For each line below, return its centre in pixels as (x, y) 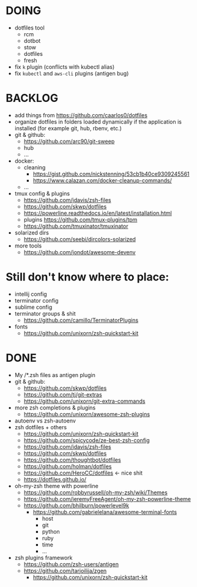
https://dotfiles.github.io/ (55, 479)
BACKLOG (32, 98)
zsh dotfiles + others (41, 427)
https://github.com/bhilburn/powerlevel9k (76, 505)
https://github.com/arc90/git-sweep (69, 141)
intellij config (31, 294)
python (51, 531)
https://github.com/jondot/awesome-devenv (80, 252)
